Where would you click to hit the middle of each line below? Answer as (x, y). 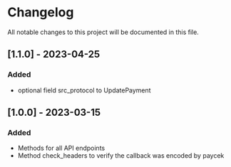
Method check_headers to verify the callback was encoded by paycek (121, 156)
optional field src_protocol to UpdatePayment (84, 90)
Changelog (41, 12)
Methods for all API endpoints (61, 148)
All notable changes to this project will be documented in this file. (103, 32)
